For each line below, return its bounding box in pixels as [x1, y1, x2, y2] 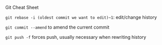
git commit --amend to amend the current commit [5, 24, 110, 30]
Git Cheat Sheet [5, 5, 39, 10]
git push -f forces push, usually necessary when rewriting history [5, 34, 147, 40]
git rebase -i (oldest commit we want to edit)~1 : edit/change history [5, 14, 157, 20]
